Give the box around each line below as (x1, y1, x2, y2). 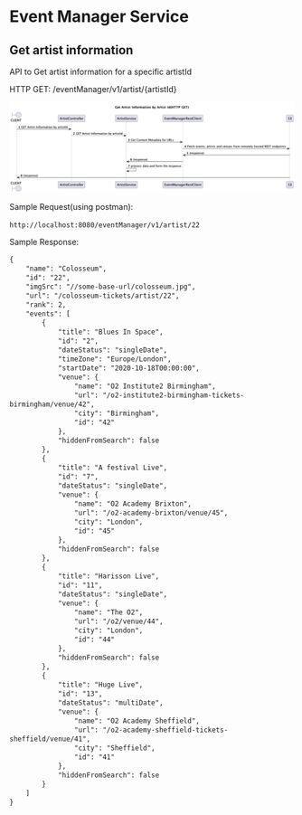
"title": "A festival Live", (57, 463, 168, 472)
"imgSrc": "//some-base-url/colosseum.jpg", (25, 282, 196, 291)
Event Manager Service (9, 6, 190, 27)
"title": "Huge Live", (57, 680, 144, 689)
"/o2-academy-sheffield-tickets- (102, 725, 229, 734)
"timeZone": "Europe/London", (57, 355, 172, 364)
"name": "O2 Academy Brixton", (73, 499, 193, 508)
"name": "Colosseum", (25, 264, 107, 273)
